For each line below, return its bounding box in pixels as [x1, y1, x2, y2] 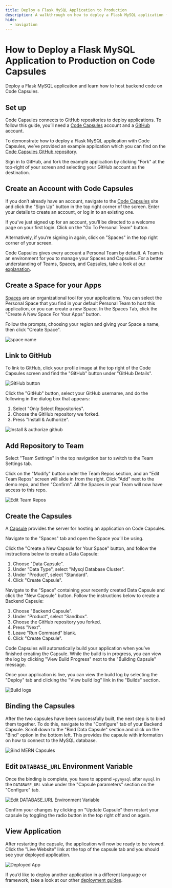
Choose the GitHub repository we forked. [12, 411, 100, 417]
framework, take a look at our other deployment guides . [5, 877, 123, 883]
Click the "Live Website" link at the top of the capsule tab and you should [5, 846, 160, 852]
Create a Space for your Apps [5, 281, 101, 290]
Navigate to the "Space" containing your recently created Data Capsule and [5, 587, 165, 594]
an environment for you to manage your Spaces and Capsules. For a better [5, 255, 163, 261]
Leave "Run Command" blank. [12, 630, 77, 636]
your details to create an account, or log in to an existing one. [5, 209, 135, 215]
